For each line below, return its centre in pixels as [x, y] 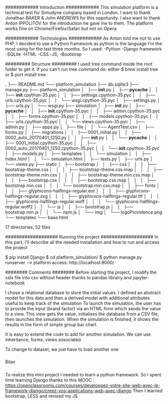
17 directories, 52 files [28, 227]
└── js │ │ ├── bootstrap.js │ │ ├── [90, 207]
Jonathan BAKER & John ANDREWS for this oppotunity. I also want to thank [83, 18]
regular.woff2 [19, 207]
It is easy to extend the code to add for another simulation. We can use [78, 334]
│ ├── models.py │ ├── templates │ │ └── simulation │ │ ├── [78, 153]
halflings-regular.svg [26, 196]
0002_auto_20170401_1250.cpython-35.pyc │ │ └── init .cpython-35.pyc [82, 148]
